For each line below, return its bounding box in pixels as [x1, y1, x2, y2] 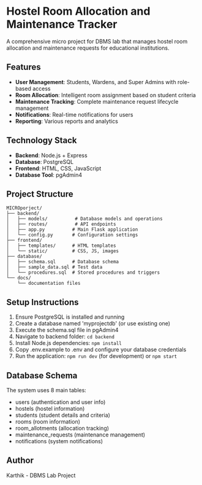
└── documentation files [17, 281, 81, 287]
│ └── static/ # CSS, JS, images [6, 248, 119, 254]
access [32, 85, 51, 92]
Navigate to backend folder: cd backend [15, 333, 115, 340]
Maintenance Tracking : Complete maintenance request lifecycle [15, 98, 179, 105]
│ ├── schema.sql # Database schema [6, 259, 119, 265]
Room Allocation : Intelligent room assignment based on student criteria [15, 91, 196, 99]
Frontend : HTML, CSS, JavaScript [15, 165, 102, 172]
